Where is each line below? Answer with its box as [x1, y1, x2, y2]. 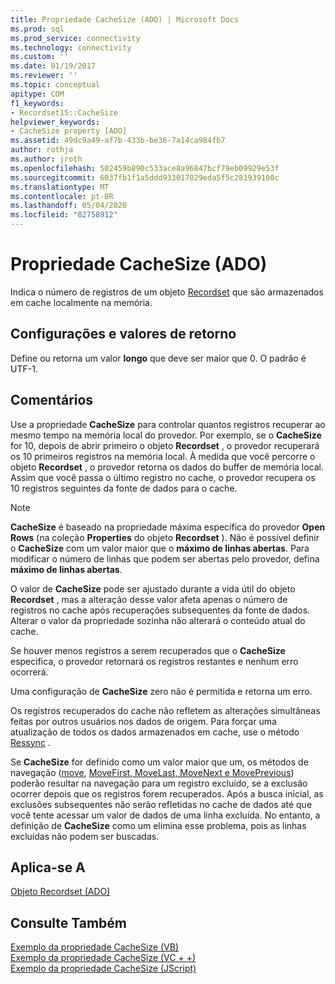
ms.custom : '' [10, 52, 70, 62]
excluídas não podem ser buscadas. [10, 830, 160, 842]
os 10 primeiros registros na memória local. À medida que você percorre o [10, 450, 316, 462]
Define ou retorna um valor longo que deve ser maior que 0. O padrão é [10, 352, 307, 364]
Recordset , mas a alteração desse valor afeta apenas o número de [10, 593, 288, 605]
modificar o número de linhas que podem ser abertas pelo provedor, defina [10, 552, 320, 565]
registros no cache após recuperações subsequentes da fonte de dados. [10, 604, 311, 616]
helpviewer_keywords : [10, 117, 101, 127]
